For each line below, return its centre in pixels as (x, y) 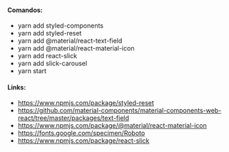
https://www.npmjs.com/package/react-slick (83, 141)
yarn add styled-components (61, 26)
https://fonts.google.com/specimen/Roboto (81, 133)
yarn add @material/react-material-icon (76, 48)
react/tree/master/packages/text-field (73, 118)
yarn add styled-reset (50, 33)
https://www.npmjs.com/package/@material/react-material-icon (112, 126)
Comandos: (25, 10)
